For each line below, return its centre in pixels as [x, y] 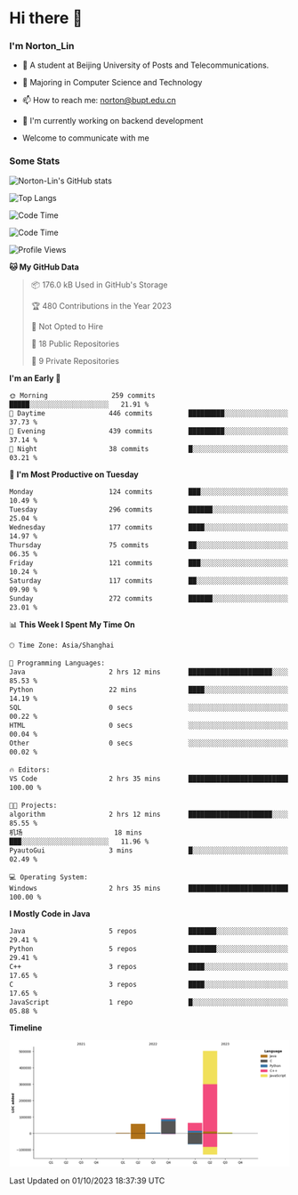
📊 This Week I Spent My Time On [72, 624]
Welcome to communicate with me [85, 138]
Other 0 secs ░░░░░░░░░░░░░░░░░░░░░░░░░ [149, 743]
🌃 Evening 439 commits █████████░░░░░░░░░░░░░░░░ [149, 431]
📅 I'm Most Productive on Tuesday [74, 474]
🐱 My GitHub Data [44, 267]
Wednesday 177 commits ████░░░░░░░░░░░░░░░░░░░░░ [149, 527]
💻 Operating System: [49, 877]
